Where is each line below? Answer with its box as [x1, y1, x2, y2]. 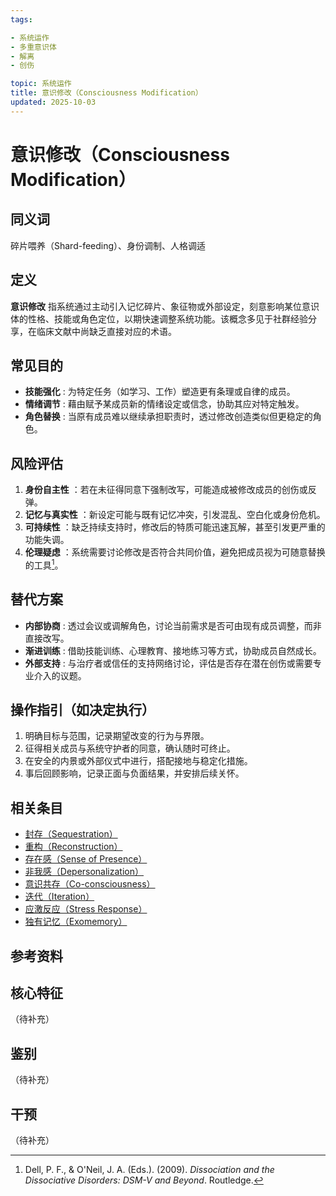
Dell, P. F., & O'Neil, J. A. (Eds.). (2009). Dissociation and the [24, 1164, 275, 1176]
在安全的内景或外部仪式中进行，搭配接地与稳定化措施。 [24, 755, 253, 767]
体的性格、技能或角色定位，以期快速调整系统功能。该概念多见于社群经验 [10, 312, 308, 325]
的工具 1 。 [24, 557, 64, 571]
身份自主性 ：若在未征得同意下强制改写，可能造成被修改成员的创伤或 [24, 484, 308, 496]
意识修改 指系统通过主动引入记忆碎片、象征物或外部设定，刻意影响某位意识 [10, 300, 320, 312]
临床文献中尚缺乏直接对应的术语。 [36, 325, 177, 337]
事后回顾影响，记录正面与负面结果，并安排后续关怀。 [24, 767, 245, 780]
